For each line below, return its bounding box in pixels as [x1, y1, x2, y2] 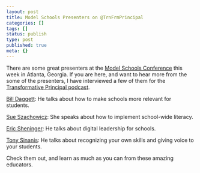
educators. [6, 160, 33, 168]
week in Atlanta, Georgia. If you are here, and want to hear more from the [6, 70, 187, 78]
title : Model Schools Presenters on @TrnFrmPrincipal [6, 14, 144, 20]
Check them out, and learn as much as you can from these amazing [6, 154, 174, 162]
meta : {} [6, 48, 28, 54]
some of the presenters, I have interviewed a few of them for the [6, 77, 166, 84]
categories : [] [6, 20, 44, 26]
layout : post [6, 8, 39, 15]
